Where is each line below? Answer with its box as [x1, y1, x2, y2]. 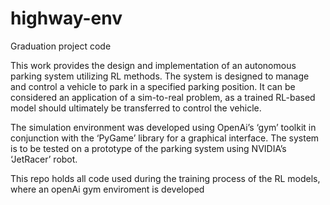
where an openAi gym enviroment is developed [10, 183, 205, 195]
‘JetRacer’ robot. [10, 153, 78, 165]
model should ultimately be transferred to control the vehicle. [10, 102, 262, 114]
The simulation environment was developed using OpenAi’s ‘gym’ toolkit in [10, 121, 317, 133]
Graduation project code [10, 40, 112, 52]
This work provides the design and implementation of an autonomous [10, 59, 297, 71]
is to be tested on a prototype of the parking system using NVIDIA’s [10, 142, 287, 154]
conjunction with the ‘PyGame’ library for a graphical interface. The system [10, 132, 320, 144]
